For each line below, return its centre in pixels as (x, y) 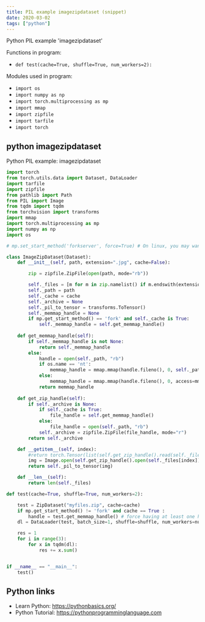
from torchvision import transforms (53, 212)
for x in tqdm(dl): (53, 545)
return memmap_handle (67, 387)
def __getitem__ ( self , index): (57, 449)
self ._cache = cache (54, 296)
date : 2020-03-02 (28, 18)
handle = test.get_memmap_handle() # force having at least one (112, 516)
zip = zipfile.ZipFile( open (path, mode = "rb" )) (88, 274)
